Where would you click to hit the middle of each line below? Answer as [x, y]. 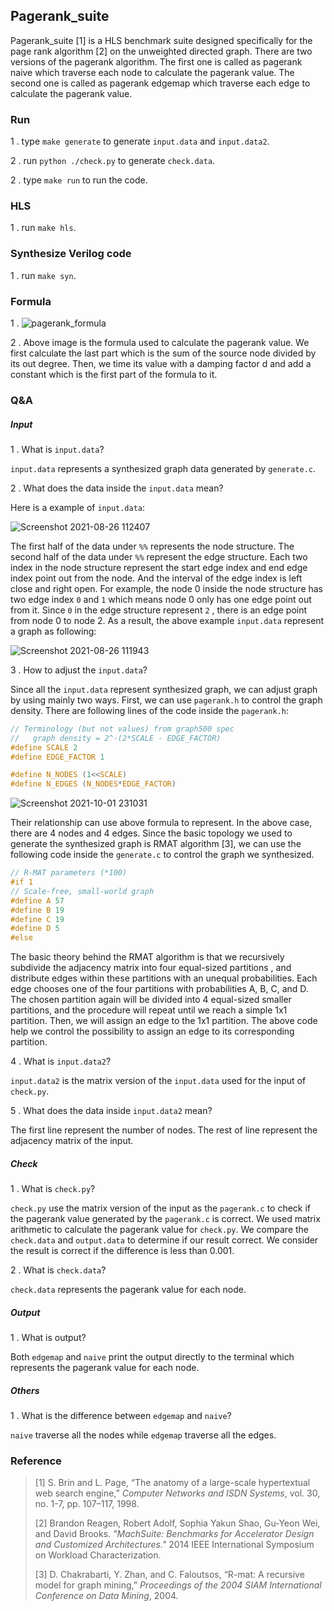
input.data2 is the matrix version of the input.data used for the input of [158, 1081]
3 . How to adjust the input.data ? [79, 670]
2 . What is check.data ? [58, 1270]
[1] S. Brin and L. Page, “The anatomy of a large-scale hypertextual [172, 1483]
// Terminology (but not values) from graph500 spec [122, 729]
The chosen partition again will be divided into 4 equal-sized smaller [151, 1000]
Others [25, 1390]
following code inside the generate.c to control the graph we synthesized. [162, 855]
